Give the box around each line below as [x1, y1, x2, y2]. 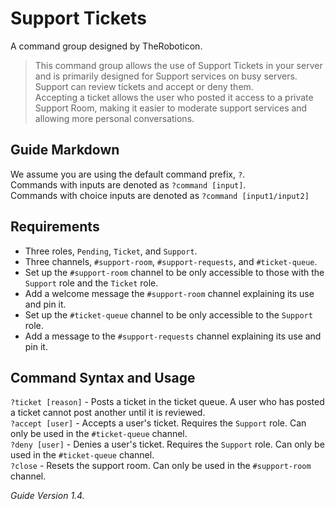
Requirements [10, 218, 100, 236]
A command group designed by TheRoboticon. [10, 40, 203, 52]
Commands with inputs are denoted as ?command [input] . [10, 178, 247, 191]
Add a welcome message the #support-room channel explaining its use [24, 287, 315, 299]
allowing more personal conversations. [34, 112, 195, 124]
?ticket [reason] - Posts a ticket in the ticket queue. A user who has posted [10, 396, 325, 408]
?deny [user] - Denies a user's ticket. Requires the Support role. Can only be [10, 438, 325, 451]
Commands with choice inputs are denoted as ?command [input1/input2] [10, 189, 310, 201]
